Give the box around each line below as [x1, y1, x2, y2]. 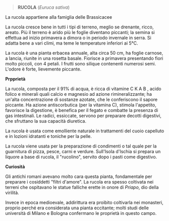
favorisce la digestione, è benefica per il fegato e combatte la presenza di [5, 107, 158, 113]
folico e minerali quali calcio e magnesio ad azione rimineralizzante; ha [5, 91, 152, 97]
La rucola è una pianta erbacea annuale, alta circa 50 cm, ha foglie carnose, [5, 50, 163, 56]
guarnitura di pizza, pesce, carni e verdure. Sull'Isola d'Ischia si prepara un [5, 149, 161, 154]
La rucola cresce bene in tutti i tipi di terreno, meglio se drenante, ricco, [5, 24, 154, 30]
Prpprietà [5, 76, 26, 82]
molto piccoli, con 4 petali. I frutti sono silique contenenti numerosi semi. [5, 61, 156, 66]
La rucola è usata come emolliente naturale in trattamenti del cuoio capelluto [5, 128, 164, 134]
